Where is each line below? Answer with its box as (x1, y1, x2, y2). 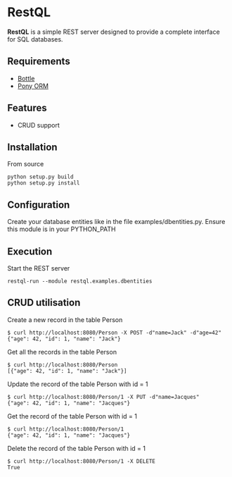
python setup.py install (7, 180, 80, 187)
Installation (7, 141, 58, 153)
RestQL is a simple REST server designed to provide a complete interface (7, 27, 220, 36)
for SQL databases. (7, 35, 63, 43)
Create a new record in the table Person (7, 315, 123, 324)
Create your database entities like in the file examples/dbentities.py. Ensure (7, 218, 226, 226)
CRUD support (17, 120, 60, 129)
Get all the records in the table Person (7, 347, 117, 356)
